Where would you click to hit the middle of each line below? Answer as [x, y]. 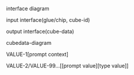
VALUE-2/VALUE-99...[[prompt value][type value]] [67, 66]
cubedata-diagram [29, 43]
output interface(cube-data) [40, 31]
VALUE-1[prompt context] [37, 54]
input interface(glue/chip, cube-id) [48, 20]
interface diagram [28, 9]
